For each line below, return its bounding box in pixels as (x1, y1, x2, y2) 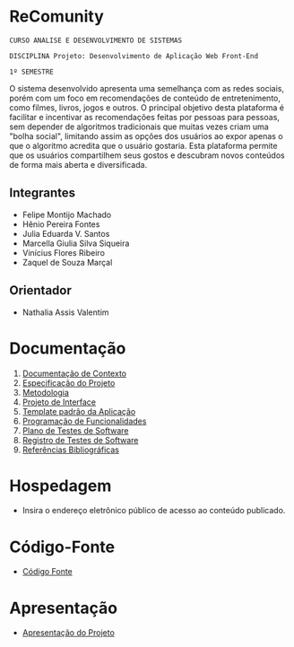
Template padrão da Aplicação (22, 406, 136, 416)
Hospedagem (9, 476, 112, 495)
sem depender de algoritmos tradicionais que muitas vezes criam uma (9, 121, 269, 132)
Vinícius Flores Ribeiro (22, 247, 106, 258)
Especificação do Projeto (22, 377, 116, 388)
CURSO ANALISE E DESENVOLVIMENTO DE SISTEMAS (9, 36, 182, 45)
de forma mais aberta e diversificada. (9, 159, 148, 170)
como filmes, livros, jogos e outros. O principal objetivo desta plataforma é (9, 101, 285, 113)
